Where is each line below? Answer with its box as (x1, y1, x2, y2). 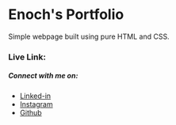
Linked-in (19, 91, 52, 100)
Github (19, 108, 42, 117)
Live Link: (8, 51, 46, 62)
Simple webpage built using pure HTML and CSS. (8, 32, 170, 41)
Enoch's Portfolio (8, 6, 124, 24)
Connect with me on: (8, 71, 78, 81)
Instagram (19, 99, 53, 108)
